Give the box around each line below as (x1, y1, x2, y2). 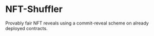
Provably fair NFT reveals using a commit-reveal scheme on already (5, 20, 149, 26)
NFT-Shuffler (5, 3, 63, 15)
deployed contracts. (5, 25, 48, 31)
